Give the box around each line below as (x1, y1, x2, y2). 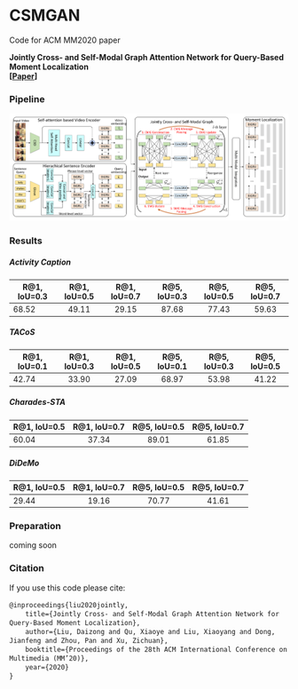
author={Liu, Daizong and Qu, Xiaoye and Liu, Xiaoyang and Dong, (25, 627, 276, 636)
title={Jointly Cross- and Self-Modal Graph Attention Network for (25, 609, 279, 618)
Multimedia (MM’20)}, (9, 653, 90, 662)
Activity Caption (9, 257, 71, 267)
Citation (9, 562, 44, 574)
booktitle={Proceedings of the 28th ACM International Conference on (25, 645, 288, 653)
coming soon (9, 540, 58, 550)
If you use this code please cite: (9, 582, 126, 593)
